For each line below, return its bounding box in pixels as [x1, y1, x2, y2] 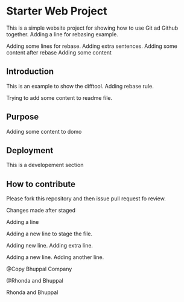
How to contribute [6, 179, 76, 189]
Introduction [6, 67, 54, 77]
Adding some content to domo [6, 128, 82, 135]
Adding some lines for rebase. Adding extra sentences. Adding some [6, 42, 178, 50]
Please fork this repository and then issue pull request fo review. [6, 195, 166, 202]
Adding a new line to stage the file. [6, 230, 92, 237]
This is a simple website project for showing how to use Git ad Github [6, 24, 179, 31]
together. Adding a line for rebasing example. [6, 30, 119, 38]
